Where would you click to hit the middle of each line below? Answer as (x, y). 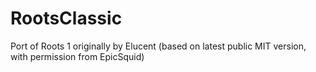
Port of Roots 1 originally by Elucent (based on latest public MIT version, (158, 46)
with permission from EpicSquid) (77, 56)
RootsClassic (66, 18)
